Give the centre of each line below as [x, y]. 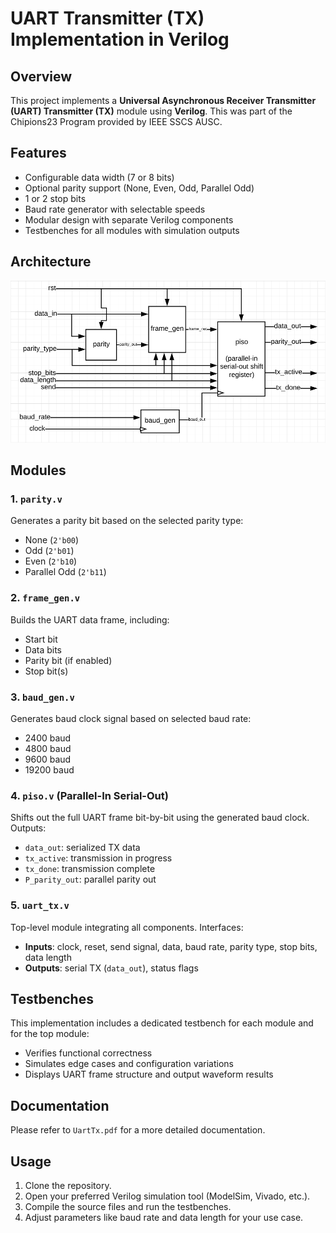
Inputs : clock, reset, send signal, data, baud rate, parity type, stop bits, [171, 946]
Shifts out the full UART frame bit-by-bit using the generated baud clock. [160, 818]
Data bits [43, 649]
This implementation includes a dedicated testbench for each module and [162, 1023]
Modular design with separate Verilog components [129, 219]
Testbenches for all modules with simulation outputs [132, 230]
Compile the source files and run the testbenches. [128, 1207]
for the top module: [50, 1034]
